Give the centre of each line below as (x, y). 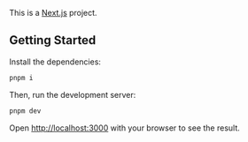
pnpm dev (25, 111)
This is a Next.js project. (53, 13)
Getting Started (53, 40)
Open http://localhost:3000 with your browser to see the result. (125, 128)
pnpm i (21, 78)
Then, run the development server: (73, 94)
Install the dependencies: (55, 62)
